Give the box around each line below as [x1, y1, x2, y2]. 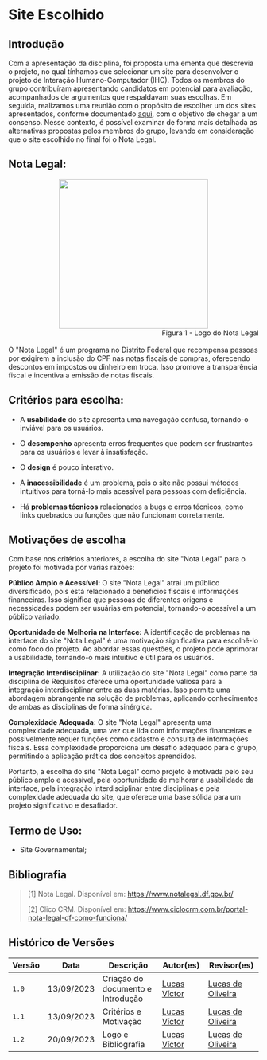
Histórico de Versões [8, 936, 115, 949]
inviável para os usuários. [19, 423, 104, 432]
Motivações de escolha [8, 534, 126, 547]
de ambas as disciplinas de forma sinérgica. [8, 702, 153, 712]
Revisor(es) [209, 960, 254, 971]
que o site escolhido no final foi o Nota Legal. [8, 135, 157, 144]
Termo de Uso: [8, 823, 83, 837]
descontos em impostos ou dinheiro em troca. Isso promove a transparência [8, 362, 258, 371]
